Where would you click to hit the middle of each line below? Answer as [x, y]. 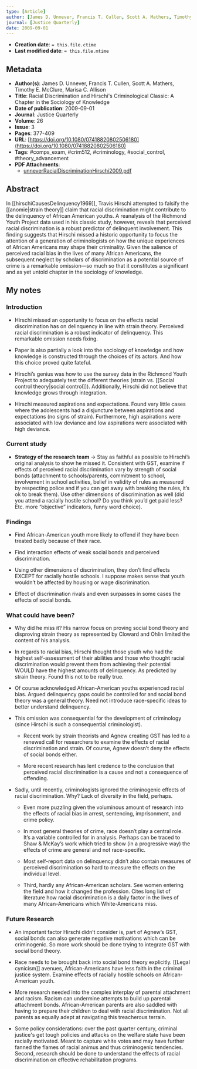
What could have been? [40, 615]
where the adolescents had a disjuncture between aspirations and [94, 410]
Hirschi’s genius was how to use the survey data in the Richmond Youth [101, 374]
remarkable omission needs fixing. [56, 339]
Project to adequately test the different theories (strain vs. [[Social [94, 380]
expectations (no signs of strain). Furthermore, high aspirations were [97, 416]
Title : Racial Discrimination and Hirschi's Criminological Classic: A [94, 96]
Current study [26, 444]
